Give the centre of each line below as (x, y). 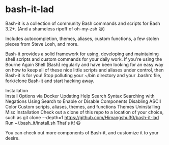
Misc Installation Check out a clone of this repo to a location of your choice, (84, 112)
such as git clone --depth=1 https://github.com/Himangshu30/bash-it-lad (82, 117)
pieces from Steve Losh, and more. (42, 44)
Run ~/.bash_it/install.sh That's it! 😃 (43, 123)
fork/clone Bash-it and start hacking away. (50, 81)
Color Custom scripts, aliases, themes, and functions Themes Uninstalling (83, 106)
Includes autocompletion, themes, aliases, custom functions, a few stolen (82, 39)
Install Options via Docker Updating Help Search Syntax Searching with (80, 96)
